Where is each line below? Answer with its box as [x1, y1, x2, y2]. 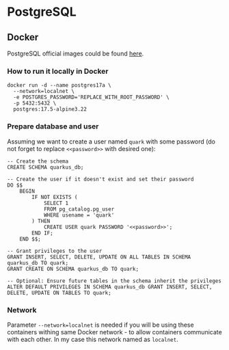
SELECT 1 [43, 200, 69, 206]
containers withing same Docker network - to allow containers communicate [7, 327, 222, 336]
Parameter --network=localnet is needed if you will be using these [7, 321, 194, 329]
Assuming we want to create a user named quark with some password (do [7, 137, 215, 146]
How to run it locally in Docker [7, 66, 109, 76]
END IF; [31, 230, 53, 237]
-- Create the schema [7, 158, 69, 165]
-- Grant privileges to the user [7, 247, 103, 254]
